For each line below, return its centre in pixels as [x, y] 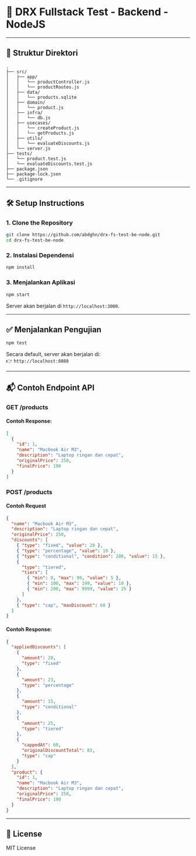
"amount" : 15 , [39, 702]
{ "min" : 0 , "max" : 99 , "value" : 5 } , [74, 578]
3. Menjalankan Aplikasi [41, 282]
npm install [20, 267]
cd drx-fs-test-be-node [35, 240]
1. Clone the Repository [39, 223]
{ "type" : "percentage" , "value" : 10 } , [66, 551]
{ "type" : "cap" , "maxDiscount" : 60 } [64, 605]
